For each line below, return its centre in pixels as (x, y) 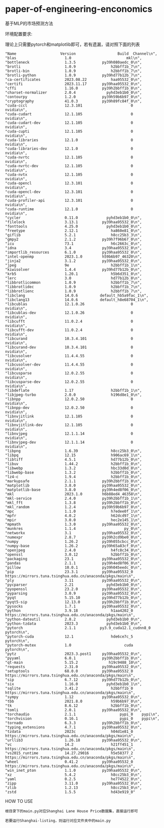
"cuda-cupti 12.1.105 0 (69, 131)
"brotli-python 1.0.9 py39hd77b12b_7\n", (73, 75)
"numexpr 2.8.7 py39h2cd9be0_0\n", (73, 537)
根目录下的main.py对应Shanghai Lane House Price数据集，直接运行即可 (72, 811)
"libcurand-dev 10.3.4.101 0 (69, 347)
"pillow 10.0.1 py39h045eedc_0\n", (73, 567)
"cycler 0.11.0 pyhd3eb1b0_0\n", (73, 218)
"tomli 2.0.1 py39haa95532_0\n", (73, 710)
